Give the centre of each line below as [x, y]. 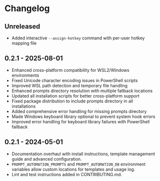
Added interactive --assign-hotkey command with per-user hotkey [78, 38]
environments [25, 75]
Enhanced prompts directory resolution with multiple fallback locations [82, 91]
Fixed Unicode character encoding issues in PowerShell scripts [75, 80]
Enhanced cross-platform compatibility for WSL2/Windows [70, 70]
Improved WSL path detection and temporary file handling [70, 85]
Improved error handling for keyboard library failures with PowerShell [80, 121]
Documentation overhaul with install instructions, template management [83, 154]
